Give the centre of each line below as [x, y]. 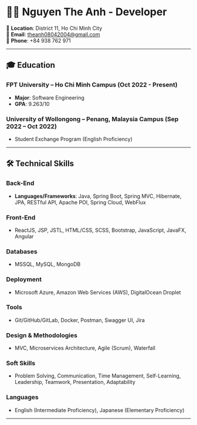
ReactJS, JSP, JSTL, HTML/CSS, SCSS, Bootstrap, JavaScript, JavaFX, [100, 230]
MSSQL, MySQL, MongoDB [47, 264]
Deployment [24, 279]
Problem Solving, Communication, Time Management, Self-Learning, [98, 376]
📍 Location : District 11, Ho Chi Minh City [54, 28]
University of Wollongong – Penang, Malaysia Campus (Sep [92, 119]
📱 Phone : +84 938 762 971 [39, 40]
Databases [22, 251]
